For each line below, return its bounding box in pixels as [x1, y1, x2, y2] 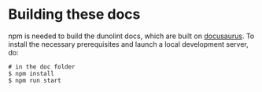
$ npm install [8, 69, 55, 77]
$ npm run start [8, 76, 61, 84]
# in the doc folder [8, 62, 76, 71]
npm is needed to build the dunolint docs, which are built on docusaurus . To [8, 31, 255, 41]
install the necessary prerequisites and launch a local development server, [8, 39, 249, 48]
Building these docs [8, 5, 141, 23]
